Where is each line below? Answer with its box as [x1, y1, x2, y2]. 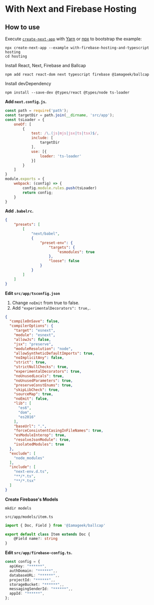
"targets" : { [48, 245, 76, 250]
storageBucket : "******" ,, [9, 582, 64, 587]
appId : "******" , [9, 591, 45, 596]
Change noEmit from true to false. [12, 300, 79, 306]
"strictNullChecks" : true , [14, 364, 69, 369]
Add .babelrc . [5, 208, 34, 214]
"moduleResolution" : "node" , [14, 346, 73, 351]
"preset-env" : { [39, 240, 73, 245]
